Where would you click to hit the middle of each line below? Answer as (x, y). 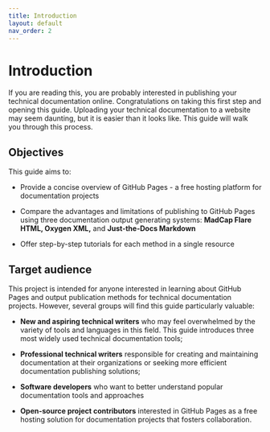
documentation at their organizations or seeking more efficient (123, 362)
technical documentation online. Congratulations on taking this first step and (135, 101)
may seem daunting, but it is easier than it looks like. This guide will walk (128, 118)
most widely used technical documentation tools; (101, 338)
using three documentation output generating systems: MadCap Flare (135, 220)
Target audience (50, 269)
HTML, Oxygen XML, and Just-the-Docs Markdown (108, 228)
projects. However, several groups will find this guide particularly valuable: (131, 306)
